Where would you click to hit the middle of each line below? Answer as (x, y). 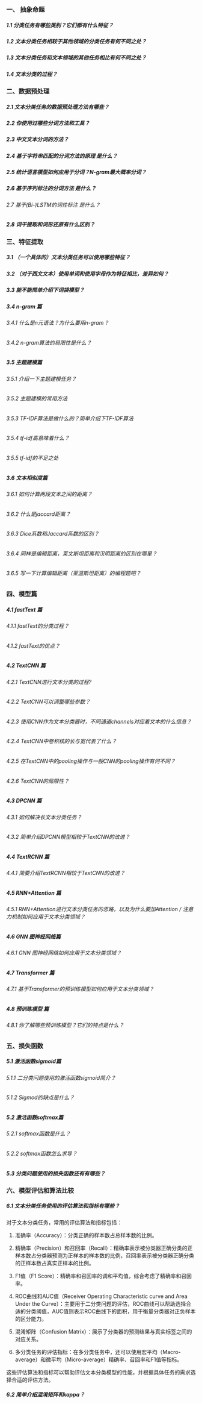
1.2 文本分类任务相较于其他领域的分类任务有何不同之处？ (76, 41)
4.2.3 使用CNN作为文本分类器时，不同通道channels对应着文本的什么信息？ (99, 721)
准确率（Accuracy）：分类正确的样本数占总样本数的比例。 (86, 1235)
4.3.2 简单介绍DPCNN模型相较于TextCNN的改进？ (68, 837)
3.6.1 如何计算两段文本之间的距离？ (49, 494)
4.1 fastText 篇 (24, 609)
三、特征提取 (25, 242)
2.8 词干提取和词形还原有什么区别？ (50, 225)
